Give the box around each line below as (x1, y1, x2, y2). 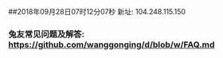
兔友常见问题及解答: (8, 29, 85, 40)
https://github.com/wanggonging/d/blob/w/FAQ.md (8, 39, 215, 50)
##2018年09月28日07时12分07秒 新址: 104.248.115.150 (8, 7, 186, 16)
